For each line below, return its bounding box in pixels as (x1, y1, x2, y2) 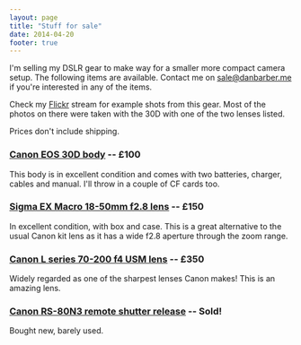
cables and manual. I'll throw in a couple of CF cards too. (9, 178, 220, 189)
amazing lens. (9, 283, 61, 294)
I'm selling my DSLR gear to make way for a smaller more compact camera (9, 63, 286, 73)
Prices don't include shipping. (9, 126, 120, 137)
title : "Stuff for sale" (9, 22, 102, 30)
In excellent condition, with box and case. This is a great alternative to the (9, 220, 282, 231)
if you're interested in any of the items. (9, 82, 153, 92)
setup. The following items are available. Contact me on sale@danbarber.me (9, 73, 292, 83)
